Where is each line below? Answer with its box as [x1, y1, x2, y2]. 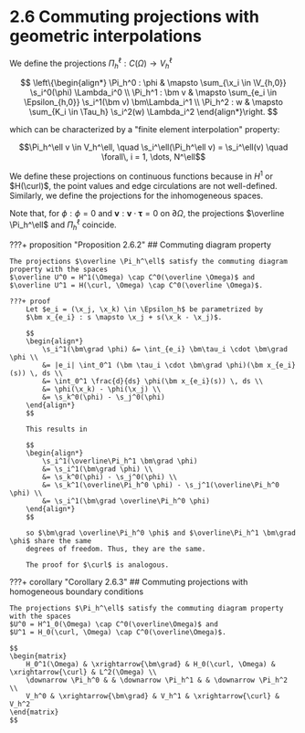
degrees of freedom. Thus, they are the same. [26, 544, 206, 553]
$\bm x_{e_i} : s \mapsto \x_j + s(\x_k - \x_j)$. [26, 312, 223, 321]
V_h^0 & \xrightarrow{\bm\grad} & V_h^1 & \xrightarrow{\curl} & [26, 691, 280, 700]
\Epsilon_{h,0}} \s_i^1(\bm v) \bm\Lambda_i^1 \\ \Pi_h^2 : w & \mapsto [24, 97, 283, 108]
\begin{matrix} [9, 651, 68, 661]
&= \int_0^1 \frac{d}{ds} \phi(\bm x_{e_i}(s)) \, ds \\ [42, 376, 263, 385]
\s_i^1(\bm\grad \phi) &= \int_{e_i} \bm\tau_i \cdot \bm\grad [42, 344, 288, 353]
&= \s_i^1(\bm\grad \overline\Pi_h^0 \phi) [42, 496, 210, 506]
